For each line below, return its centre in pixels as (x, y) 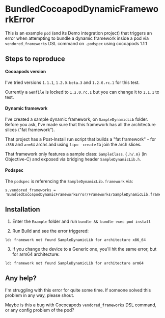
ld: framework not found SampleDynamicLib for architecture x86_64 (76, 240)
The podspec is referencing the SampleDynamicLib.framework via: (69, 181)
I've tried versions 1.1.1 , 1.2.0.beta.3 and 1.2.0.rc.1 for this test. (72, 82)
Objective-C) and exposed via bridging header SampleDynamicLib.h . (73, 159)
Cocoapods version (26, 71)
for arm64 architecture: (36, 254)
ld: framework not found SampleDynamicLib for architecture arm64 (74, 263)
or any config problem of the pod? (40, 310)
